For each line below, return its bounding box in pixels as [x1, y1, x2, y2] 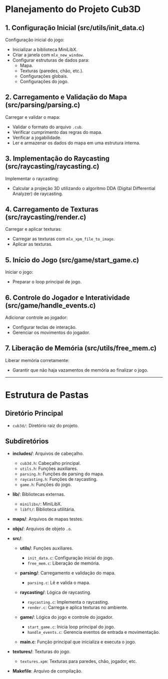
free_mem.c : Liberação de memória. [27, 560, 100, 566]
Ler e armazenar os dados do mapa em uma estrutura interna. [12, 139, 140, 146]
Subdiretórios [5, 437, 49, 446]
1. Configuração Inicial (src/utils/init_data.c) [5, 24, 145, 32]
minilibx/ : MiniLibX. [19, 500, 62, 507]
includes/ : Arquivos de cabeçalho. [12, 450, 84, 456]
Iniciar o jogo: [5, 269, 33, 275]
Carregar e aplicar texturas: [5, 226, 62, 232]
